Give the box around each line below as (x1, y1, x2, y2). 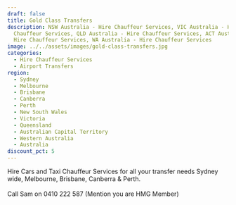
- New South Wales (13, 108, 68, 116)
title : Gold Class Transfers (7, 17, 93, 24)
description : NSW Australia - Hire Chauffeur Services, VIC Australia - (7, 23, 225, 30)
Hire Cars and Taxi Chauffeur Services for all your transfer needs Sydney (7, 167, 218, 175)
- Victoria (13, 115, 46, 122)
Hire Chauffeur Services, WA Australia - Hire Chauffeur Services (13, 37, 212, 44)
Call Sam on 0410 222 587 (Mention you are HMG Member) (7, 190, 179, 198)
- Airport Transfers (13, 63, 74, 70)
